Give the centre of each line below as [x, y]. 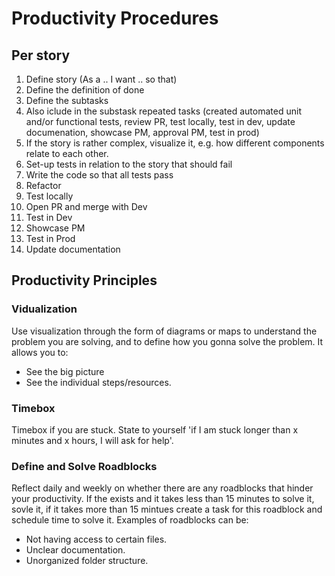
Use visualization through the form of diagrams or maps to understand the [164, 331]
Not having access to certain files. [96, 539]
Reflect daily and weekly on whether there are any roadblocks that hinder [162, 488]
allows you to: [40, 352]
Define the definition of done [85, 90]
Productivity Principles [84, 280]
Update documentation [73, 249]
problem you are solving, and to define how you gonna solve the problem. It [167, 341]
